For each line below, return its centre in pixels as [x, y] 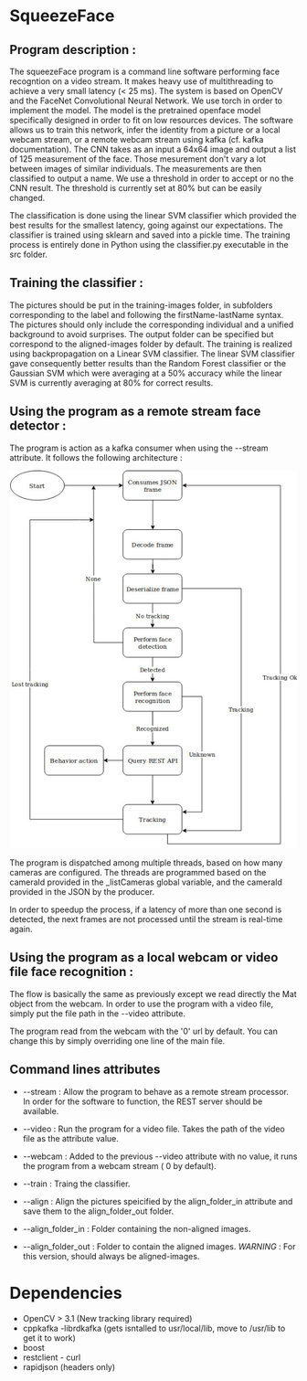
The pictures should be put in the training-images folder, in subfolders [141, 305]
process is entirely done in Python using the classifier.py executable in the [149, 244]
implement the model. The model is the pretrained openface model [135, 110]
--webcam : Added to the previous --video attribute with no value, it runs [160, 1156]
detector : [38, 426]
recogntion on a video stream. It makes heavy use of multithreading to [142, 81]
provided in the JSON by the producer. [82, 892]
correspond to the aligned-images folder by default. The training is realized [151, 344]
